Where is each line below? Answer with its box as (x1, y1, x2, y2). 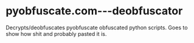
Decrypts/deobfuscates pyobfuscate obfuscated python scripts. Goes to (5, 24, 188, 31)
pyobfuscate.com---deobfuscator (5, 4, 183, 18)
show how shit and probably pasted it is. (5, 30, 107, 37)
